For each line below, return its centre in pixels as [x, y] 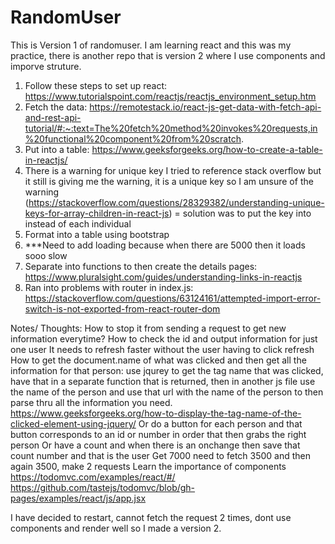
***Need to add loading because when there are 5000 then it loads [165, 245]
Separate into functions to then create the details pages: [141, 266]
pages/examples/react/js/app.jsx [78, 498]
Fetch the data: [56, 107]
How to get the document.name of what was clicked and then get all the [158, 360]
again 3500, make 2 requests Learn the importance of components [148, 466]
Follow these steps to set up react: [96, 85]
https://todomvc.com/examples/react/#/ [93, 477]
